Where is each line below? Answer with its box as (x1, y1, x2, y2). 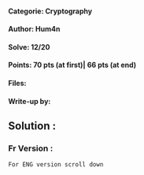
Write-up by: (8, 96, 51, 106)
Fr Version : (8, 143, 54, 154)
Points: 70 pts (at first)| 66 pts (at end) (8, 60, 137, 70)
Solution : (8, 119, 57, 132)
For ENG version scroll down (8, 161, 104, 169)
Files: (8, 78, 27, 87)
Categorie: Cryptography (8, 6, 93, 16)
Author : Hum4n (8, 24, 61, 34)
